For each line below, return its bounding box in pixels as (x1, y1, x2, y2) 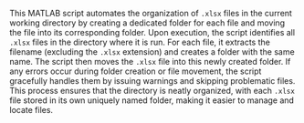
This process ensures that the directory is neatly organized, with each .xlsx (9, 86, 295, 96)
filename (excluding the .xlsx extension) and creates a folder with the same (9, 46, 295, 57)
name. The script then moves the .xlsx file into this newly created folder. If (9, 56, 291, 67)
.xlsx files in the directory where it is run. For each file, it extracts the (9, 36, 271, 47)
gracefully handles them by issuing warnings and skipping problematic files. (9, 76, 296, 86)
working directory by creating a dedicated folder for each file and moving (9, 17, 286, 28)
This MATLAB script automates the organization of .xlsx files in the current (9, 8, 292, 18)
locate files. (9, 105, 53, 115)
